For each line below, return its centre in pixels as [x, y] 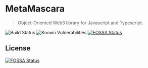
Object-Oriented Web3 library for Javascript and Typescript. [80, 23]
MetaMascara [35, 9]
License [18, 48]
